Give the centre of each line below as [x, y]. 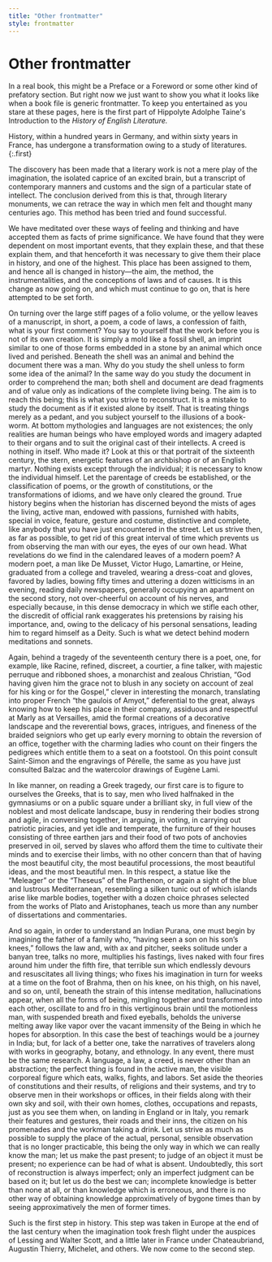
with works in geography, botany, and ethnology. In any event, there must [131, 1052]
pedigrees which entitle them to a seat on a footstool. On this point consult [133, 752]
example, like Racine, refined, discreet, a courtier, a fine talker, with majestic [136, 666]
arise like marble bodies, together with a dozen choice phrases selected [129, 898]
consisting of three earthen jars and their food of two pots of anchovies [128, 838]
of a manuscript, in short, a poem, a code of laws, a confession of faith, [128, 322]
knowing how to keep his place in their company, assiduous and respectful [133, 709]
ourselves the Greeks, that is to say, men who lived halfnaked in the [121, 794]
